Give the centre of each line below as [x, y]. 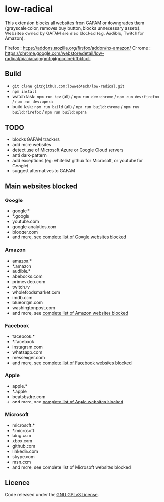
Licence [18, 483]
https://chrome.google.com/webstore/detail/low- [55, 53]
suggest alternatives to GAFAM [43, 170]
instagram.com [27, 347]
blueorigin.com [27, 302]
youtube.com [26, 221]
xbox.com [22, 441]
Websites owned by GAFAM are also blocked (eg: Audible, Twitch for [75, 33]
